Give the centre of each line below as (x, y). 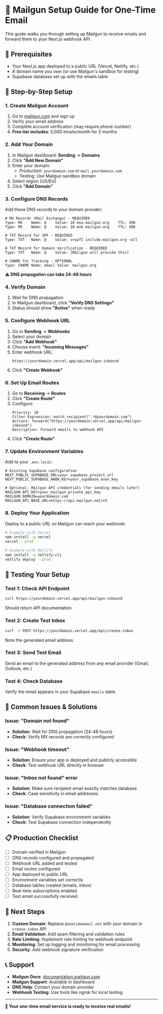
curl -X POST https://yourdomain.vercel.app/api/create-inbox (69, 631)
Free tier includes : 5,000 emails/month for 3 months (65, 132)
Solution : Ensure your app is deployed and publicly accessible (74, 760)
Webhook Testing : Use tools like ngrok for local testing (67, 992)
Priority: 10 (25, 412)
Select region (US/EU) (34, 181)
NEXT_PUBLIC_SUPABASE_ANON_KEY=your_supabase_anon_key (62, 479)
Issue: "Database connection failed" (49, 806)
